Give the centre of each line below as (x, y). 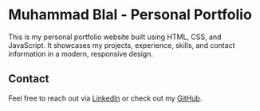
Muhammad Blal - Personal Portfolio (130, 15)
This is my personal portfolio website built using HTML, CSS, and (115, 37)
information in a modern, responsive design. (81, 54)
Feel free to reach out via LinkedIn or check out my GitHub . (105, 98)
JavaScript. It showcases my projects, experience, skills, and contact (122, 45)
